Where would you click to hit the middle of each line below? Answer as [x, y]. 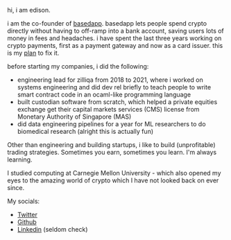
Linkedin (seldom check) [52, 229]
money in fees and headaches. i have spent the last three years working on [114, 38]
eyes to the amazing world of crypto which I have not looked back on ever [113, 180]
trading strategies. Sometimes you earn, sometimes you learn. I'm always [112, 152]
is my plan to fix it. [33, 53]
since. [16, 188]
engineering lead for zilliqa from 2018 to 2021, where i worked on [110, 80]
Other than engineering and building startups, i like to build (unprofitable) [111, 145]
